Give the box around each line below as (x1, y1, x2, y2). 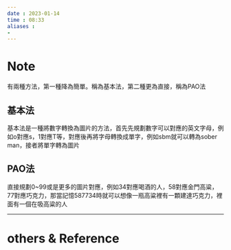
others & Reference (7, 231, 120, 246)
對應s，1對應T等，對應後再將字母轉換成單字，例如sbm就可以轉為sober (16, 133, 218, 141)
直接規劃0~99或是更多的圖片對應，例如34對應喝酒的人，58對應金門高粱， (7, 183, 219, 191)
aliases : (7, 23, 36, 30)
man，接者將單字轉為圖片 (7, 141, 80, 149)
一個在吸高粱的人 (19, 200, 67, 208)
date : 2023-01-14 (7, 10, 60, 17)
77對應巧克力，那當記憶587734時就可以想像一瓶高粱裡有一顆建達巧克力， (7, 191, 217, 199)
